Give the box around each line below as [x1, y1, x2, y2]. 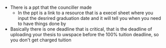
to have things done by [17, 20, 66, 27]
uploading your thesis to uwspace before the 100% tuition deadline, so [10, 32, 159, 37]
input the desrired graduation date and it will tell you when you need [17, 15, 161, 21]
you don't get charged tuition [10, 37, 72, 43]
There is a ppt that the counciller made [10, 5, 92, 10]
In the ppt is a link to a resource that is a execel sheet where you [17, 10, 153, 16]
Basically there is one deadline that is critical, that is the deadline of [10, 26, 152, 32]
